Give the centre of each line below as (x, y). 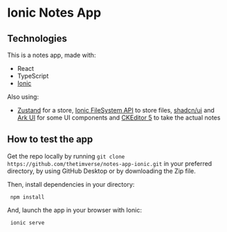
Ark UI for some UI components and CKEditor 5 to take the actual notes (119, 117)
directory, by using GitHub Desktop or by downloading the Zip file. (101, 171)
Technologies (37, 39)
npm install (27, 197)
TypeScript (33, 76)
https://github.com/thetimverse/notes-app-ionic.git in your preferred (110, 163)
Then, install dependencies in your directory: (71, 184)
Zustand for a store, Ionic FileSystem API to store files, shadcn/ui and (116, 110)
